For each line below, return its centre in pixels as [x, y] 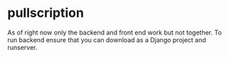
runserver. [22, 47]
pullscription [46, 13]
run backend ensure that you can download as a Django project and [107, 39]
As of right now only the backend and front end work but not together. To [114, 32]
